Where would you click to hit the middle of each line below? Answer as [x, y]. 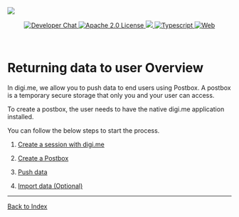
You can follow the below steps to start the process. [84, 130]
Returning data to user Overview [106, 68]
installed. [21, 116]
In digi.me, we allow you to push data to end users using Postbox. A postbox [119, 87]
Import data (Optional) [50, 186]
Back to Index [27, 206]
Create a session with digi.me [61, 144]
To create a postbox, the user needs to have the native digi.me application [116, 109]
